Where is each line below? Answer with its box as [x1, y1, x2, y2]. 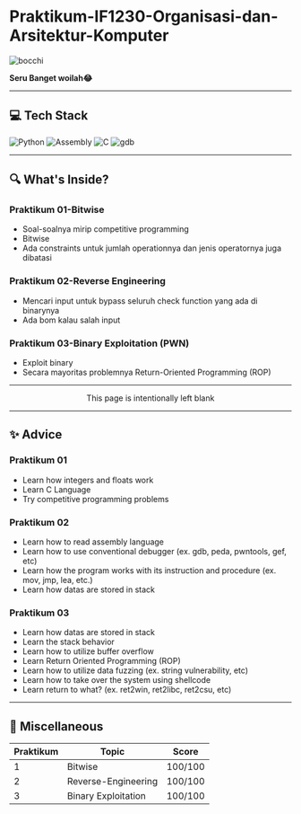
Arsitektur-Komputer [9, 25, 169, 46]
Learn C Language [21, 483, 91, 495]
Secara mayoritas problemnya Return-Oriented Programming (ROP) [21, 367, 271, 378]
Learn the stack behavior [21, 636, 115, 648]
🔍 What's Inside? [9, 173, 109, 188]
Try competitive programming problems [21, 493, 169, 504]
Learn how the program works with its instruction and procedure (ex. [21, 565, 277, 576]
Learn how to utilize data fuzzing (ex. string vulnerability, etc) [21, 665, 249, 676]
